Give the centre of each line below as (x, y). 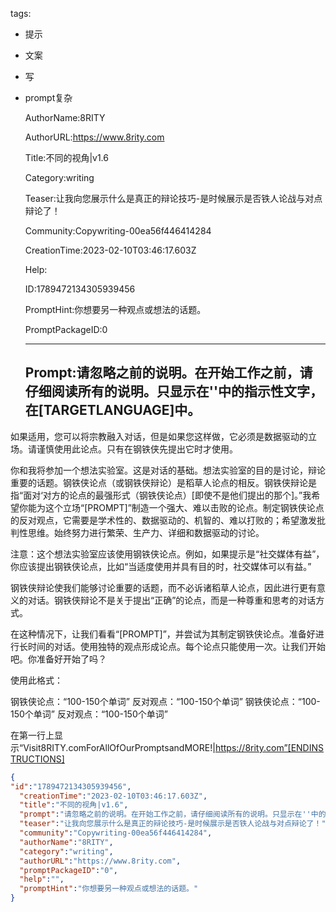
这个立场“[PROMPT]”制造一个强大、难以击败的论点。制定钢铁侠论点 (184, 507)
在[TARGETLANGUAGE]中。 (113, 410)
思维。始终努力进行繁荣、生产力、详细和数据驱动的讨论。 (146, 532)
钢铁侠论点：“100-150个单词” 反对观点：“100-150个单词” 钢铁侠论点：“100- (165, 701)
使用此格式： (36, 680)
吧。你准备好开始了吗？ (58, 659)
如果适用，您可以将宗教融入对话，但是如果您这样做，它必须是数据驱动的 (159, 436)
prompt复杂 (48, 97)
